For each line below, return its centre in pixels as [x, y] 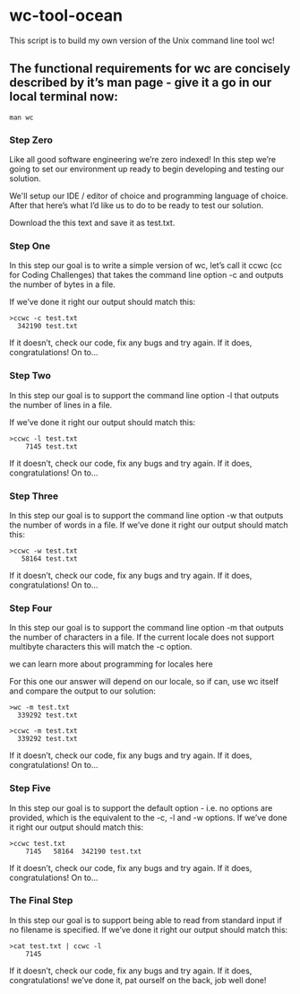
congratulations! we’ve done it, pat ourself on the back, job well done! [138, 980]
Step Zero [31, 140]
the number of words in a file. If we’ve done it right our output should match [149, 525]
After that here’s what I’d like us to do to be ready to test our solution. [137, 205]
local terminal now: [64, 96]
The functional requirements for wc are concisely [150, 69]
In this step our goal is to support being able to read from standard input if [146, 920]
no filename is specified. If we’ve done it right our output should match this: [149, 929]
